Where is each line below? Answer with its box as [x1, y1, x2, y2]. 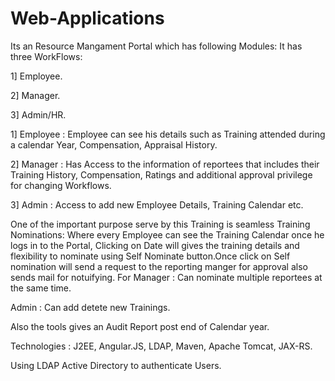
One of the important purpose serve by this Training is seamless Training [10, 218, 311, 230]
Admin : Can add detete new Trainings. [10, 301, 171, 313]
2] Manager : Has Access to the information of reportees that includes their [10, 158, 320, 170]
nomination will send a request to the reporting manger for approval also [10, 260, 308, 272]
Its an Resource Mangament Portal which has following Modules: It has [10, 40, 303, 52]
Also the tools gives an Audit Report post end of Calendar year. [10, 320, 270, 332]
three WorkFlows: [10, 50, 83, 62]
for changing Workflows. [10, 179, 112, 191]
